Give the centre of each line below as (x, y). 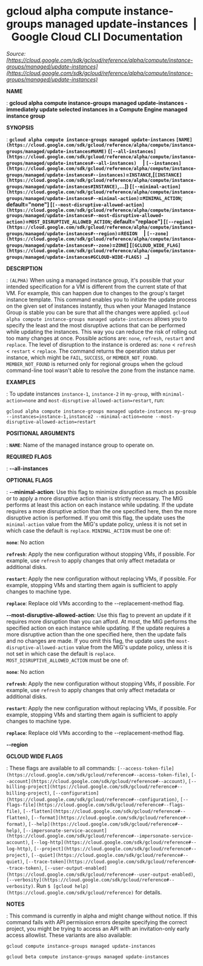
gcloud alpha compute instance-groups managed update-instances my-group (101, 411)
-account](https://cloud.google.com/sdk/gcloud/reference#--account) (96, 781)
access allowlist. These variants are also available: (69, 935)
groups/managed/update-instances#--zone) (59, 245)
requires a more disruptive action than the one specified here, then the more (101, 511)
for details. (149, 892)
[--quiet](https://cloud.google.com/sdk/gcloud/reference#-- (110, 855)
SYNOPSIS (20, 127)
